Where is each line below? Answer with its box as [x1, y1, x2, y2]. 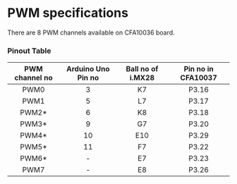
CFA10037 [180, 73, 217, 82]
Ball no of [126, 64, 159, 74]
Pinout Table [7, 46, 51, 56]
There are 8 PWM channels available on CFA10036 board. [7, 28, 175, 37]
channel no [14, 73, 53, 82]
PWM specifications [7, 5, 129, 21]
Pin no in [183, 64, 214, 74]
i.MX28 [129, 73, 155, 82]
